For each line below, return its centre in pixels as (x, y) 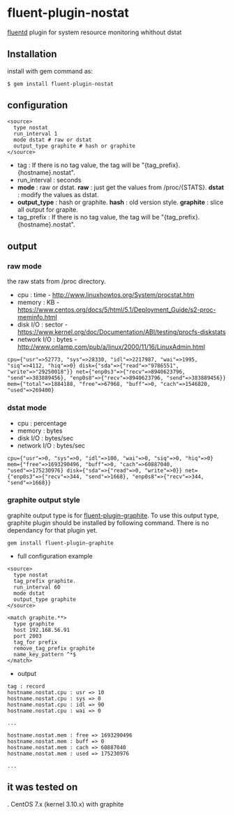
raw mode (24, 266)
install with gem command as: (50, 71)
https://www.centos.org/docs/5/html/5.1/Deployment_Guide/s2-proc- (116, 310)
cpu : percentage (42, 423)
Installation (32, 54)
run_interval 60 (37, 587)
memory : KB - (38, 303)
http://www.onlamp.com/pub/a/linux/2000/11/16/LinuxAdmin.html (111, 347)
